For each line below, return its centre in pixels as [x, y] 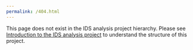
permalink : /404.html [33, 11]
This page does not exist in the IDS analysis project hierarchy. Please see [96, 28]
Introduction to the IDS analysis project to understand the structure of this [97, 34]
